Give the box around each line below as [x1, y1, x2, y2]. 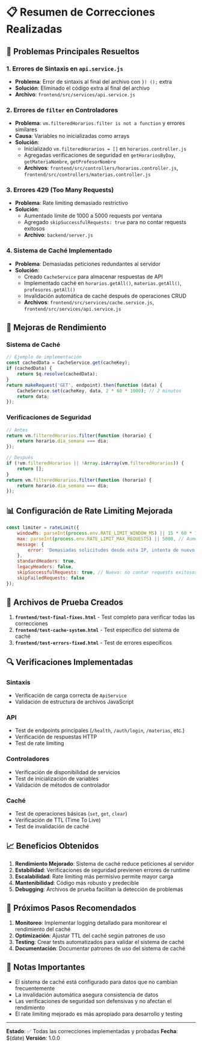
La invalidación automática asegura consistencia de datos [14, 991, 159, 998]
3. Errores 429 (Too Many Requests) [6, 186, 114, 194]
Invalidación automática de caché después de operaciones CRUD [23, 292, 187, 299]
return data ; [17, 393, 50, 399]
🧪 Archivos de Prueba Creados [6, 598, 123, 608]
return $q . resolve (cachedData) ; [17, 371, 98, 377]
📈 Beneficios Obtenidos [6, 841, 99, 851]
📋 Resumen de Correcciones [6, 5, 155, 19]
